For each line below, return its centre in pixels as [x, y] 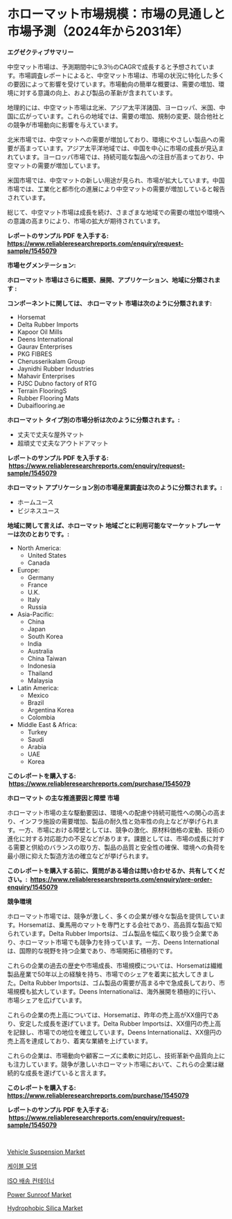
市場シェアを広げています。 [46, 1000]
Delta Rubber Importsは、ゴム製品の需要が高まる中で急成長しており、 [119, 983]
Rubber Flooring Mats [48, 398]
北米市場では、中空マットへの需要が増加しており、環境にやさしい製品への [113, 139]
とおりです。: [50, 534]
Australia [40, 651]
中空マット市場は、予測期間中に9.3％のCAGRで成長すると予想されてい [108, 67]
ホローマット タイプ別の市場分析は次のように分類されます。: [93, 419]
